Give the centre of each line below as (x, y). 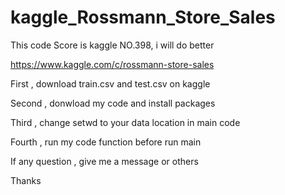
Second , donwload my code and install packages (113, 103)
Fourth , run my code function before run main (106, 142)
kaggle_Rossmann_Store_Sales (143, 17)
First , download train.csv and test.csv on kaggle (110, 83)
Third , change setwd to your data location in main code (125, 122)
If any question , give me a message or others (104, 161)
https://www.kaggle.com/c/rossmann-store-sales (112, 64)
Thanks (26, 180)
